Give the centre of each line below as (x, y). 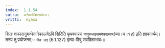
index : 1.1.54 (21, 10)
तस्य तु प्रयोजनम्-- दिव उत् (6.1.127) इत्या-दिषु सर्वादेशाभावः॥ (55, 40)
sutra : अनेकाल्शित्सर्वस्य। (27, 15)
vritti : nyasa (21, 19)
